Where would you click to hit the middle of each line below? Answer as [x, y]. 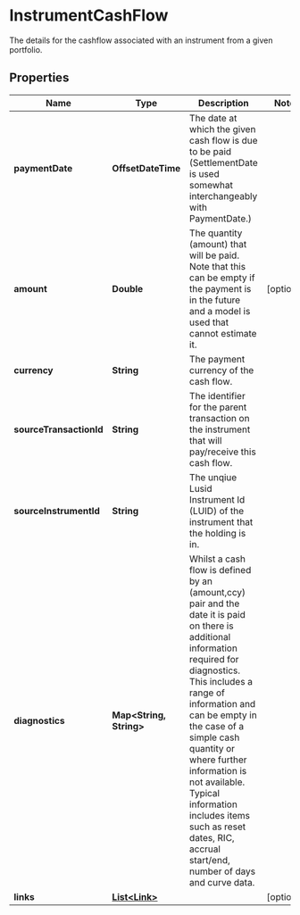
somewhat [211, 185]
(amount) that [218, 244]
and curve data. [222, 882]
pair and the [214, 603]
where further [218, 760]
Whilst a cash [217, 559]
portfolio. [26, 49]
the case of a [217, 726]
